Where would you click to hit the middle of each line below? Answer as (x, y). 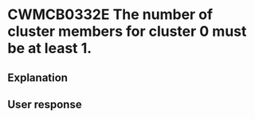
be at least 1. (50, 48)
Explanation (38, 77)
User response (45, 104)
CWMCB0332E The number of (110, 15)
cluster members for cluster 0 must (127, 31)
